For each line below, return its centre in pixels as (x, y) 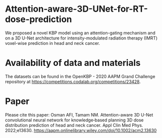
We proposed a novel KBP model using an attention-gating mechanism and (80, 33)
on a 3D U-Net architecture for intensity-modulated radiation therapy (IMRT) (81, 38)
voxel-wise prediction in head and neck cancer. (53, 43)
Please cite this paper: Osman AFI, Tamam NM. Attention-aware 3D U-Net (79, 115)
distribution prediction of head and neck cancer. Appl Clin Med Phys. (74, 125)
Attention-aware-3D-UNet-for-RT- (77, 9)
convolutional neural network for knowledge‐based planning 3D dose (74, 120)
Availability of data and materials (73, 63)
